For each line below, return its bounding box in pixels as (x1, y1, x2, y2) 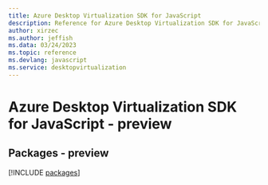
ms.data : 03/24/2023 (8, 41, 77, 49)
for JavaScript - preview (8, 115, 172, 132)
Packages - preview (8, 147, 109, 160)
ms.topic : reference (8, 49, 77, 57)
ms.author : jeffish (8, 33, 73, 42)
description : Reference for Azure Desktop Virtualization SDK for (8, 19, 234, 27)
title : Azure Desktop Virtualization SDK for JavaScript (8, 11, 202, 20)
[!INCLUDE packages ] (8, 167, 81, 177)
